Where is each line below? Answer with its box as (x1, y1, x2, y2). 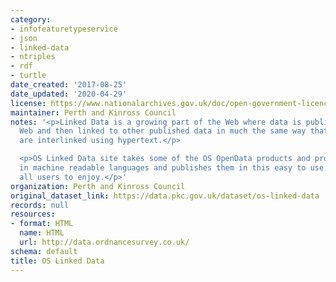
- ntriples (10, 52, 56, 62)
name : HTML (19, 228, 65, 238)
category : (10, 14, 52, 25)
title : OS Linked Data (10, 256, 105, 266)
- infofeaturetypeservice (10, 24, 118, 34)
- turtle (10, 71, 47, 81)
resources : (10, 209, 56, 220)
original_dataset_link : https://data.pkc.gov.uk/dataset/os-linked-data (10, 191, 320, 201)
